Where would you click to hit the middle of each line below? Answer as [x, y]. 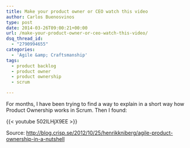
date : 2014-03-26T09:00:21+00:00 [47, 28]
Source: [16, 133]
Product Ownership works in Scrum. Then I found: [67, 110]
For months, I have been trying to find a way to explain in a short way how [95, 104]
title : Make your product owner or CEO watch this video [77, 11]
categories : [21, 50]
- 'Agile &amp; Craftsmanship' [50, 55]
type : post [19, 22]
